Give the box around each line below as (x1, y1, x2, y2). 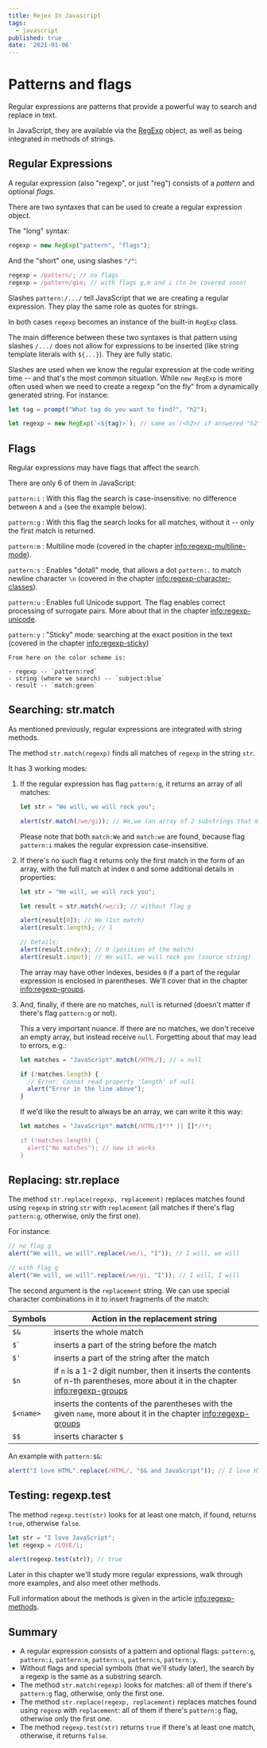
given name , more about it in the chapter (53, 1407, 201, 1419)
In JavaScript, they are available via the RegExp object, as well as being (8, 126, 242, 135)
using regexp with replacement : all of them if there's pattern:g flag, (19, 1706, 238, 1715)
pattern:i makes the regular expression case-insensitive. (19, 840, 209, 850)
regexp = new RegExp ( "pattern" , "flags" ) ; (8, 241, 151, 249)
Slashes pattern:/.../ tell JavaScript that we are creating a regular (8, 293, 229, 302)
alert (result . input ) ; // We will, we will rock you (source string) (19, 952, 252, 961)
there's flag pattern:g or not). (19, 1008, 118, 1018)
